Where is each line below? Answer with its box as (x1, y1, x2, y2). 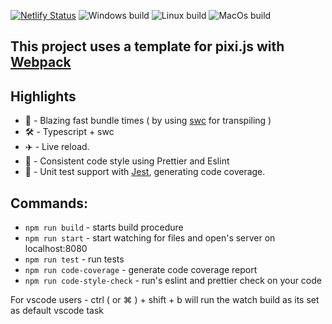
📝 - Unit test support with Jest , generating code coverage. (24, 166, 266, 178)
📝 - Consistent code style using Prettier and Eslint (24, 155, 230, 167)
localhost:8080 (24, 243, 88, 255)
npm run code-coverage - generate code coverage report (24, 264, 258, 276)
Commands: (10, 195, 89, 212)
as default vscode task (10, 305, 105, 317)
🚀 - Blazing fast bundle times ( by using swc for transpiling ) (24, 115, 272, 127)
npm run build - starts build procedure (24, 221, 184, 234)
